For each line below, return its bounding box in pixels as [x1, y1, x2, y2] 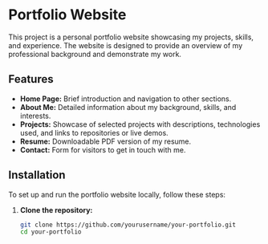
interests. [19, 111, 51, 120]
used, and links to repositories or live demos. [19, 128, 169, 137]
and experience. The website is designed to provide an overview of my [8, 40, 243, 50]
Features [8, 72, 54, 86]
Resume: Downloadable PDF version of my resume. [19, 136, 192, 146]
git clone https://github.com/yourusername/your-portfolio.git [19, 221, 237, 229]
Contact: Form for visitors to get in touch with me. [19, 144, 186, 154]
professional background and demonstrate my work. [8, 49, 182, 59]
